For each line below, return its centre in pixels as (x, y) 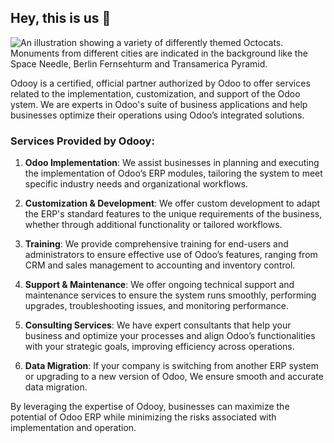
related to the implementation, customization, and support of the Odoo (155, 93)
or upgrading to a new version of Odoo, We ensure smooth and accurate (174, 377)
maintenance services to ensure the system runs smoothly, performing (170, 295)
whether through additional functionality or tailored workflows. (153, 225)
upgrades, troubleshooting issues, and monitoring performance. (156, 306)
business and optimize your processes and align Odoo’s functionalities (170, 336)
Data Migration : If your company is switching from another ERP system (171, 366)
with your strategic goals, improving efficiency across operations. (159, 347)
